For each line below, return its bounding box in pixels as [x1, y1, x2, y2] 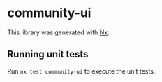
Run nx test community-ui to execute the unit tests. [7, 67, 156, 75]
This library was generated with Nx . [7, 28, 110, 36]
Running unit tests [7, 48, 89, 60]
